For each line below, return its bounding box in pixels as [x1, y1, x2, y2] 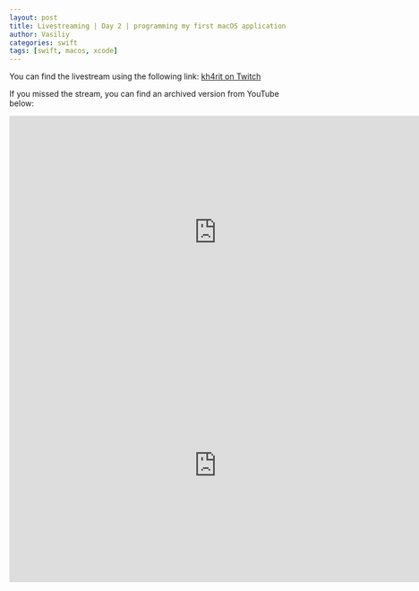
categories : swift [9, 38, 78, 48]
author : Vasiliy [9, 30, 70, 39]
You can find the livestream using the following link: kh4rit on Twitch [9, 71, 261, 82]
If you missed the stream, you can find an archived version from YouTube [9, 89, 279, 100]
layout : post [9, 13, 58, 22]
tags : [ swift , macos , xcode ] [9, 47, 118, 56]
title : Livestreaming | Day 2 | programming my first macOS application [9, 22, 286, 30]
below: [9, 98, 34, 109]
